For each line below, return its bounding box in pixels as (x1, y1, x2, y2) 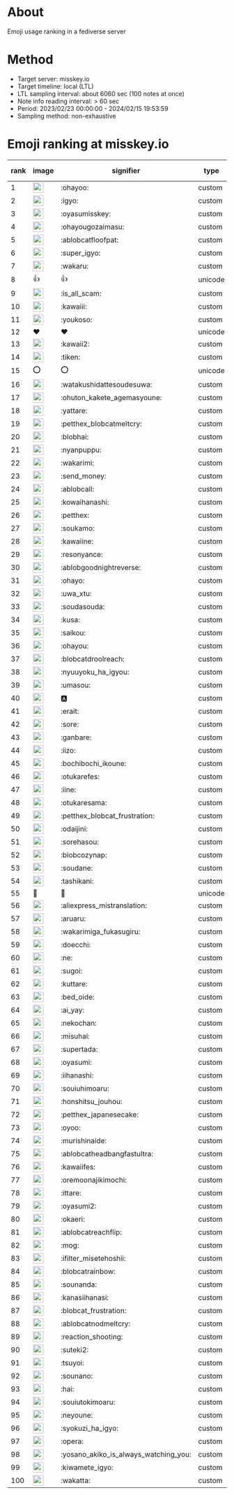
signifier (111, 165, 141, 175)
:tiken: (60, 352, 81, 362)
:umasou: (60, 680, 91, 690)
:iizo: (60, 745, 77, 755)
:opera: (60, 1436, 84, 1446)
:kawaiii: (60, 301, 87, 311)
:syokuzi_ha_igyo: (60, 1423, 119, 1433)
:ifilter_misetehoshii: (60, 1253, 127, 1263)
